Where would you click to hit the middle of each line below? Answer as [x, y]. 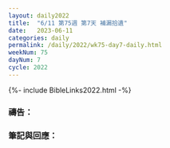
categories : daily [39, 38]
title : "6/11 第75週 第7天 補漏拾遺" [68, 23]
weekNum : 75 [28, 53]
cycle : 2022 [28, 68]
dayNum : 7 [25, 60]
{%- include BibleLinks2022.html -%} [70, 90]
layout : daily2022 [39, 16]
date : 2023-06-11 [41, 30]
